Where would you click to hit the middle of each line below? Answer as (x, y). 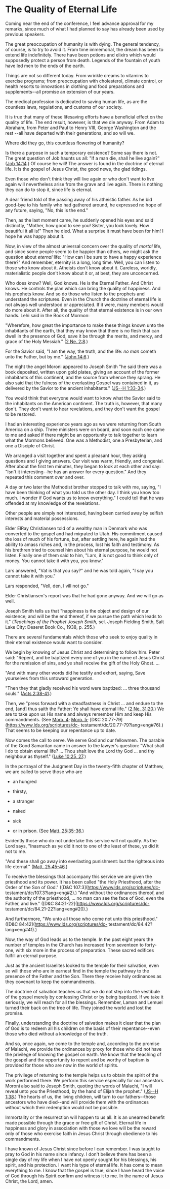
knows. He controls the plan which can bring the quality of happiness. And (83, 288)
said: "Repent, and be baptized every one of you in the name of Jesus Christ (85, 657)
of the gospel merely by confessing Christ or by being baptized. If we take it (84, 997)
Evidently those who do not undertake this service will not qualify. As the (81, 840)
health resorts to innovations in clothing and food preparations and (75, 86)
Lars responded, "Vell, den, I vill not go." (47, 586)
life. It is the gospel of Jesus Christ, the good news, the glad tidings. (76, 169)
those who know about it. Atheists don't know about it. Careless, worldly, (81, 267)
